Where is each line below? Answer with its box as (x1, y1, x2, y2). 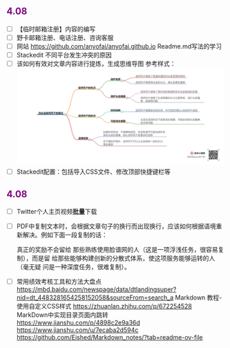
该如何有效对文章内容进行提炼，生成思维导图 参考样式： (16, 59, 176, 68)
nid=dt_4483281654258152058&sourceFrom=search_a (16, 293, 174, 302)
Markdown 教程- (175, 293, 222, 302)
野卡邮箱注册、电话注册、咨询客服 (16, 33, 114, 42)
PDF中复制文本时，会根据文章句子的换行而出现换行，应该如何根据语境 (16, 222, 217, 230)
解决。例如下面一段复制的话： (22, 231, 108, 239)
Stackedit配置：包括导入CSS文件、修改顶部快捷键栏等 (16, 167, 171, 176)
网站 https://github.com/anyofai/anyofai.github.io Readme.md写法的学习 (16, 42, 222, 51)
